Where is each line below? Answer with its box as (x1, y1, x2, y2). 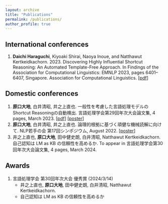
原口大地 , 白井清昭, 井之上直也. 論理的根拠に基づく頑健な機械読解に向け (12, 121, 162, 127)
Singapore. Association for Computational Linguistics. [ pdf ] (25, 75, 149, 81)
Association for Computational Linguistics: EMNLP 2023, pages (12, 70, 145, 76)
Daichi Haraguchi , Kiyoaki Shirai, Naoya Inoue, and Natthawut (12, 53, 142, 59)
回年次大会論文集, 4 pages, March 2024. (12, 147, 97, 153)
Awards (5, 162, 30, 170)
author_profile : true (5, 21, 51, 27)
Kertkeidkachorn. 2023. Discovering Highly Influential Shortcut (12, 59, 143, 65)
